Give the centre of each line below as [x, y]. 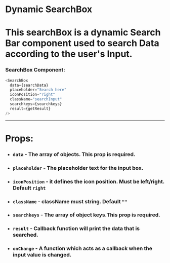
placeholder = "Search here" [38, 90]
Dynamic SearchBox [49, 9]
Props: [19, 138]
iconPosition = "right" [33, 95]
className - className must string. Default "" [70, 201]
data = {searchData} [29, 85]
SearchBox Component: [35, 70]
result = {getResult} [30, 108]
